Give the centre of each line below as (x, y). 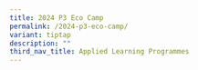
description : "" (40, 43)
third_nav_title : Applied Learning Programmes (99, 52)
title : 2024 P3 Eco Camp (57, 18)
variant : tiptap (40, 35)
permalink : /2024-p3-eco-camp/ (69, 26)
